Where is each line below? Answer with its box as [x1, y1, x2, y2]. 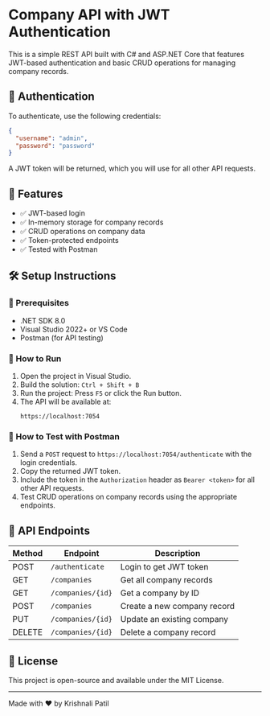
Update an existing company [120, 614, 229, 625]
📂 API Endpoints [8, 524, 91, 537]
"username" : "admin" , [15, 134, 88, 142]
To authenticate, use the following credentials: [8, 111, 162, 121]
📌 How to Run [8, 352, 62, 364]
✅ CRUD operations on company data [19, 227, 146, 237]
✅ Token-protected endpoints [19, 236, 119, 245]
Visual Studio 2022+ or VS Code [19, 324, 129, 334]
